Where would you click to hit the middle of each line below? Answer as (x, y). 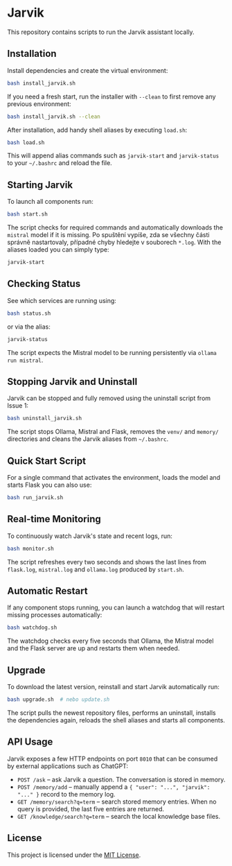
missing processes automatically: (55, 615)
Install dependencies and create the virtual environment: (88, 70)
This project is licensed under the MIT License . (74, 855)
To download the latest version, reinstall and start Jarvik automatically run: (114, 687)
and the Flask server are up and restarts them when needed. (93, 648)
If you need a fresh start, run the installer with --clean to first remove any (111, 96)
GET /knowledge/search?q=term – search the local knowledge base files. (118, 816)
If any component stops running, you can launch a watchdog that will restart (116, 607)
